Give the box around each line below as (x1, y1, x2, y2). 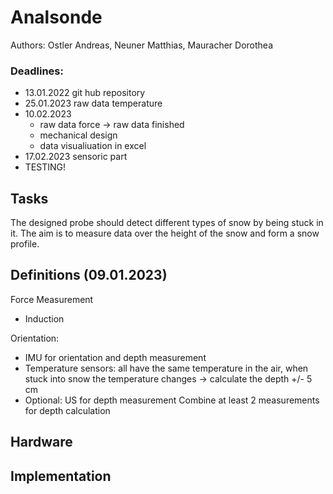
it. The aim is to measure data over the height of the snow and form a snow (10, 227, 320, 240)
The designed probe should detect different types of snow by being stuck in (10, 217, 324, 229)
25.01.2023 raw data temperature (24, 97, 163, 110)
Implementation (10, 467, 112, 485)
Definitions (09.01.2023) (10, 267, 168, 284)
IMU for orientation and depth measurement (24, 351, 207, 363)
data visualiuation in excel (39, 140, 147, 152)
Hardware (10, 434, 73, 451)
